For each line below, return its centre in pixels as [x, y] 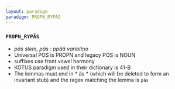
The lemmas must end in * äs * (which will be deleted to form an [91, 73]
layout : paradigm [27, 11]
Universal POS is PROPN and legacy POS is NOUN [75, 55]
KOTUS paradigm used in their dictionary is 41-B [72, 67]
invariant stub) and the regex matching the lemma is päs [81, 80]
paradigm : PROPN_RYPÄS [33, 17]
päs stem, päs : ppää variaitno [51, 49]
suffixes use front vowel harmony [54, 61]
